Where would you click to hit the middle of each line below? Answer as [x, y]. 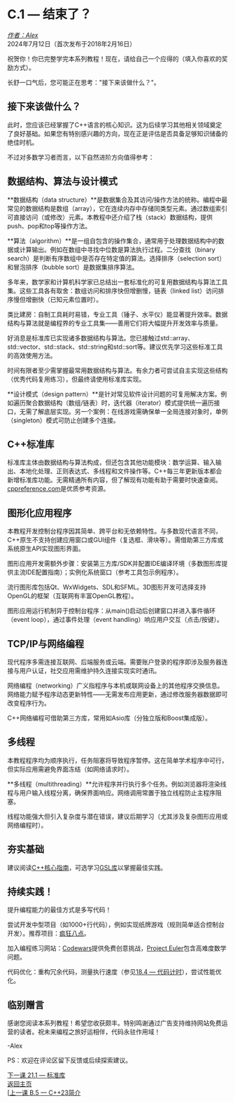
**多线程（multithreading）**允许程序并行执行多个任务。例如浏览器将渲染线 [117, 784]
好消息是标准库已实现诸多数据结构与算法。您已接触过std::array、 [101, 338]
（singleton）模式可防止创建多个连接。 [64, 420]
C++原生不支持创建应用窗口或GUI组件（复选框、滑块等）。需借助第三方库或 [115, 540]
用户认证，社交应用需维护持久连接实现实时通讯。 [90, 671]
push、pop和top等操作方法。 [49, 226]
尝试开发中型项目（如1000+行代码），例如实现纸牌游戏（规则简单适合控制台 [116, 924]
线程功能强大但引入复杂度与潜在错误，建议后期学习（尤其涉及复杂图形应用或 [117, 816]
